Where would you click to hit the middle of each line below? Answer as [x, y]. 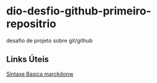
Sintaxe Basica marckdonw [40, 74]
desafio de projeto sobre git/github [50, 40]
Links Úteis [28, 59]
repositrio [31, 24]
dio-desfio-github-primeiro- [79, 11]
